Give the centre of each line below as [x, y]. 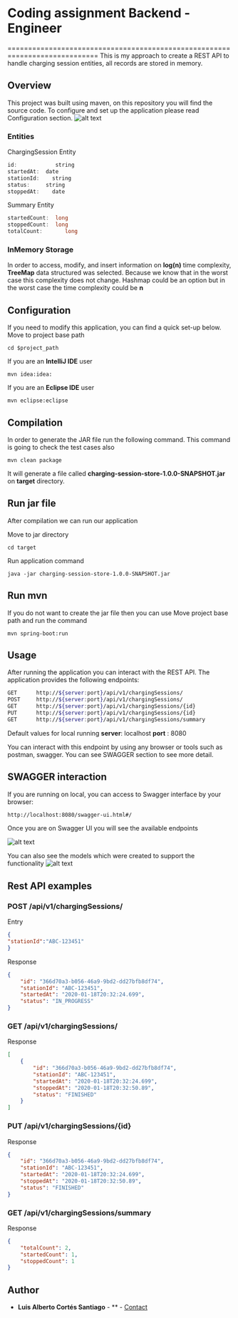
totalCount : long [43, 232]
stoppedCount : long [38, 225]
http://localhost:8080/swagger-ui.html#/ [70, 815]
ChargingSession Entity [42, 152]
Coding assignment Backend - [99, 13]
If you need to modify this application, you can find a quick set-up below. [114, 328]
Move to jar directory [38, 534]
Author [23, 1290]
